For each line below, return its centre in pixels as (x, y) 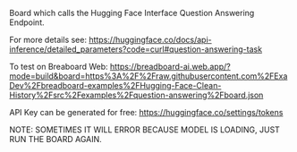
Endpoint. (27, 22)
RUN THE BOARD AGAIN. (56, 139)
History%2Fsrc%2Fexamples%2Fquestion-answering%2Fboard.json (136, 95)
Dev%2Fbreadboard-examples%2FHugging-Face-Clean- (115, 85)
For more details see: (48, 40)
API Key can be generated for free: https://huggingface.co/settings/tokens (146, 112)
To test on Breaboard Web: (59, 67)
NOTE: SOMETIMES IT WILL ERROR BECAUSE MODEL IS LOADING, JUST (144, 130)
